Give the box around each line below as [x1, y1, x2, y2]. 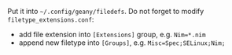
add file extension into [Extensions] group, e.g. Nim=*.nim [18, 30, 206, 39]
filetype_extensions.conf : [7, 15, 94, 24]
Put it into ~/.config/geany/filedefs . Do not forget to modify [7, 7, 204, 15]
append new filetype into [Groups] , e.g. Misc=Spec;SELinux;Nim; [18, 38, 226, 47]
